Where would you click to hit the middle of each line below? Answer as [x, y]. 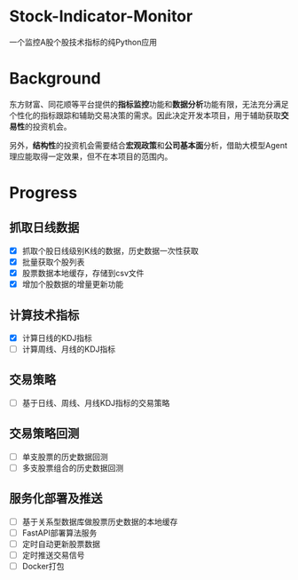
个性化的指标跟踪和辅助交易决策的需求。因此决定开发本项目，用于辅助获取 [145, 115]
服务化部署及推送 [56, 499]
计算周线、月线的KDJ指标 [69, 349]
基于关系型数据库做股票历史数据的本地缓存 [100, 521]
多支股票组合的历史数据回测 [73, 467]
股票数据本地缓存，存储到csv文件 [83, 273]
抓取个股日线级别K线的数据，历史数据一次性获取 [110, 250]
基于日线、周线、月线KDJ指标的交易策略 [96, 402]
